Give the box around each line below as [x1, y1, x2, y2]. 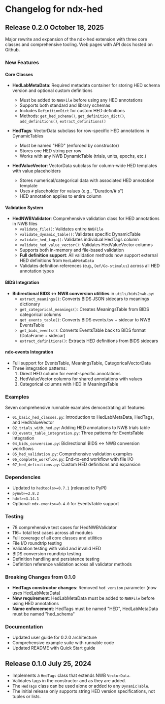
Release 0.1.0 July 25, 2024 [5, 659, 92, 668]
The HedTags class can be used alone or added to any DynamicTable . [12, 683, 150, 689]
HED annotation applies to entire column [19, 193, 102, 199]
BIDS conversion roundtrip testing [12, 550, 81, 557]
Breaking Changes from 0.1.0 [5, 573, 76, 580]
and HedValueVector [12, 419, 54, 426]
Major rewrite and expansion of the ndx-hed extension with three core [5, 36, 148, 42]
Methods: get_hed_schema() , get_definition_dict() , [19, 113, 126, 119]
